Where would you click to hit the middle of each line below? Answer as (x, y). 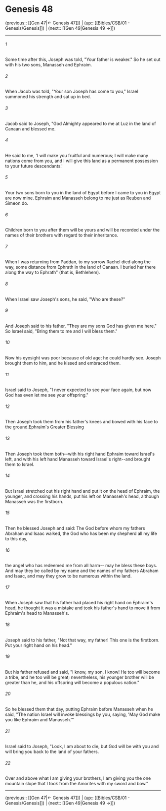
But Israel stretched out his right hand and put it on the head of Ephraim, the (83, 491)
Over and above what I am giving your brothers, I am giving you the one (78, 778)
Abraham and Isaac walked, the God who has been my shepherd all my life (81, 533)
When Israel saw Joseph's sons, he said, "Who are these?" (65, 299)
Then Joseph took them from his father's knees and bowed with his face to (82, 422)
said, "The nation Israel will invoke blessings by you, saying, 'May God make (83, 714)
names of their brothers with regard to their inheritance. (62, 235)
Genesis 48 (29, 9)
